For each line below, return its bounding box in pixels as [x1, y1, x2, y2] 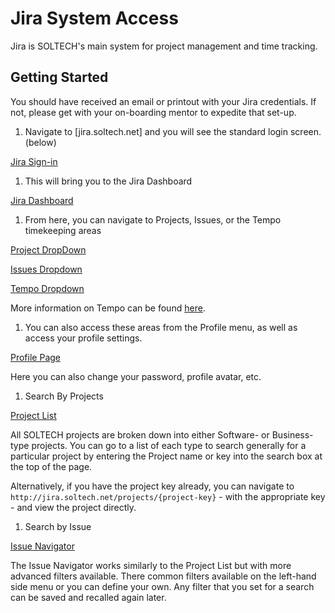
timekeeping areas [24, 224, 102, 236]
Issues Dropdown [10, 263, 83, 275]
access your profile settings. [24, 332, 143, 344]
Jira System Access [10, 7, 179, 30]
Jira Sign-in [10, 155, 58, 167]
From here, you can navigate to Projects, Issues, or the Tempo [24, 213, 282, 226]
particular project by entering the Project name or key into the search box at [10, 450, 323, 462]
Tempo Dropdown [10, 282, 85, 294]
